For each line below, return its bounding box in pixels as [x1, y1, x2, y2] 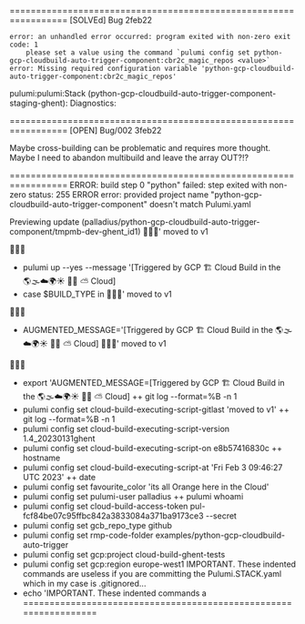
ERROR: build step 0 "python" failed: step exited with [69, 179, 268, 190]
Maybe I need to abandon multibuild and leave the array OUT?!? [9, 152, 249, 163]
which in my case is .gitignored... [22, 579, 147, 589]
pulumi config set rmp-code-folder [22, 529, 154, 540]
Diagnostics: [69, 97, 117, 108]
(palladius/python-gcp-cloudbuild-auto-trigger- [81, 216, 260, 227]
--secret [205, 510, 237, 521]
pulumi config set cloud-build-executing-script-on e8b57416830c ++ [22, 443, 283, 453]
